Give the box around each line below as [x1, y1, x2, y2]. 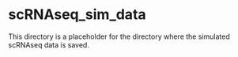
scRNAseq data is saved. [8, 40, 89, 49]
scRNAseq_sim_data [8, 6, 146, 24]
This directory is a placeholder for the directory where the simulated [8, 32, 231, 41]
